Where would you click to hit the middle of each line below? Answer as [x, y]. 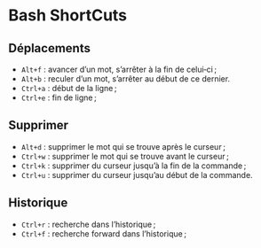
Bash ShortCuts [68, 15]
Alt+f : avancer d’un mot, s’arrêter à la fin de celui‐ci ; [119, 69]
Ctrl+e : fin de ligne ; [59, 97]
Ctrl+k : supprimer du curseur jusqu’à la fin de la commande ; [134, 166]
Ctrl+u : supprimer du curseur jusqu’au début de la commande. [137, 174]
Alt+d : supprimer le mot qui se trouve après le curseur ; [123, 146]
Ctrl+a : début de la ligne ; [69, 88]
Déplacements [49, 48]
